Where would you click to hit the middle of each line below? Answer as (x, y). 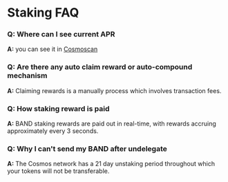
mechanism (27, 76)
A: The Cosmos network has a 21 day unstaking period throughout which (111, 164)
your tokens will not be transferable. (58, 171)
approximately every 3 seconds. (53, 131)
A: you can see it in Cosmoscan (53, 49)
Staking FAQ (43, 13)
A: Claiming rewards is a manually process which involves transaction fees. (114, 90)
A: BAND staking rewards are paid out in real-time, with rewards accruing (112, 124)
